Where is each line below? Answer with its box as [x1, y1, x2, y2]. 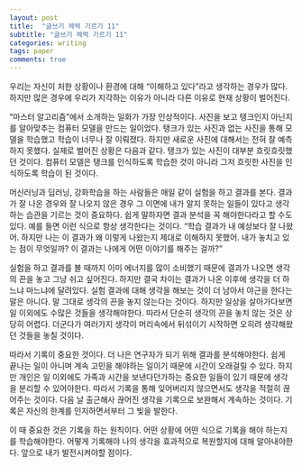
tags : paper [9, 47, 54, 56]
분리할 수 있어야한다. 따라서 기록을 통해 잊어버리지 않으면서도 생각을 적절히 [18, 383, 281, 393]
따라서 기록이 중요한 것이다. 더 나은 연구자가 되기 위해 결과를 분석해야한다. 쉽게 [9, 349, 286, 360]
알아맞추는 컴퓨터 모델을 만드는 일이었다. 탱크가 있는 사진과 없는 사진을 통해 [18, 123, 284, 133]
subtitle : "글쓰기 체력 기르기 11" [9, 30, 128, 39]
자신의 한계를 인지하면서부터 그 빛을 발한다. [25, 406, 178, 416]
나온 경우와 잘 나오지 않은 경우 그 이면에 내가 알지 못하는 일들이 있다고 [28, 198, 273, 208]
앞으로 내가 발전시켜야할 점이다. [21, 447, 133, 458]
